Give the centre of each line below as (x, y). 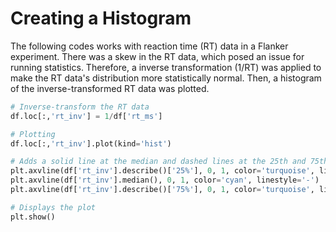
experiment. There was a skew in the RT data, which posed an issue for (157, 56)
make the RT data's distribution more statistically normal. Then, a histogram (166, 78)
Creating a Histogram (101, 18)
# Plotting (33, 134)
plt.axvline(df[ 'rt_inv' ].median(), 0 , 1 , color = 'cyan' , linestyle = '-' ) (165, 180)
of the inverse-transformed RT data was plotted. (110, 88)
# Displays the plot (53, 207)
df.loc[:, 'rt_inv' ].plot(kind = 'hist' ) (91, 143)
